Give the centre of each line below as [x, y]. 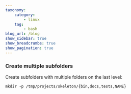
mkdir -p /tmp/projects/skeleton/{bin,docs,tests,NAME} [66, 86]
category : [25, 15]
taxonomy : [16, 10]
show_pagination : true [29, 48]
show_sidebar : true [26, 39]
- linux [32, 19]
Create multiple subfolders [39, 66]
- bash [31, 29]
